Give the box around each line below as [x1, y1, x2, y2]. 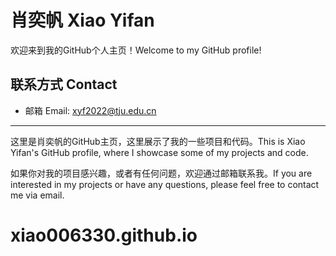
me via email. [10, 189, 65, 201]
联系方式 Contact [10, 76, 118, 93]
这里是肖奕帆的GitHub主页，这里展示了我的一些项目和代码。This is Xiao [10, 135, 306, 147]
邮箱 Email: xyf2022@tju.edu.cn [24, 104, 157, 116]
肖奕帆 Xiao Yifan [10, 9, 155, 32]
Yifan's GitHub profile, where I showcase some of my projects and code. [10, 146, 309, 158]
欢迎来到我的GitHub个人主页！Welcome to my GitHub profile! [10, 44, 262, 56]
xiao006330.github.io [10, 224, 198, 246]
